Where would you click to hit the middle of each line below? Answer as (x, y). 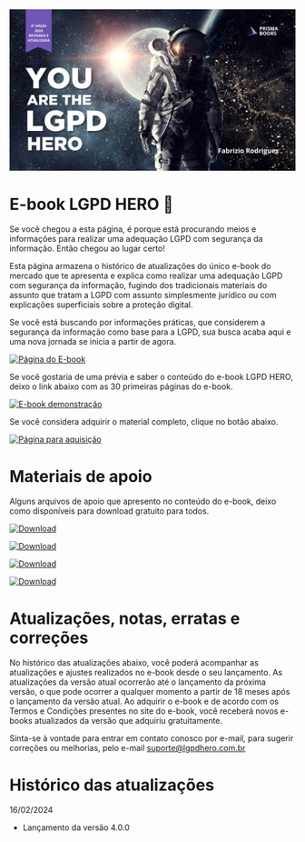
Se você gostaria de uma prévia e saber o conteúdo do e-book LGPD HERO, (151, 377)
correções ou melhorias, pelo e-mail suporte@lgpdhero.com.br (128, 748)
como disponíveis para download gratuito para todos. (109, 511)
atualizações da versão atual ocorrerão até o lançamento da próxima (138, 682)
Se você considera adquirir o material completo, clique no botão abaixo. (144, 422)
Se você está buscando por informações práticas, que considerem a (138, 323)
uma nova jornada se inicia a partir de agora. (93, 342)
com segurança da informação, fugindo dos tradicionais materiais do (138, 286)
